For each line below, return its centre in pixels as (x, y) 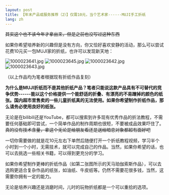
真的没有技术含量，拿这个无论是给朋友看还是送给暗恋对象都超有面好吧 (78, 130)
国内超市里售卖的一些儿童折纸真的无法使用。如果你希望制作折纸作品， (87, 100)
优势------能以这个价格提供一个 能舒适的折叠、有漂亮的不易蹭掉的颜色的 (84, 94)
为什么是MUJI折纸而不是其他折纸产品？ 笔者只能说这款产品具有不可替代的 (81, 88)
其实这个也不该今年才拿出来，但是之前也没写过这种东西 (62, 34)
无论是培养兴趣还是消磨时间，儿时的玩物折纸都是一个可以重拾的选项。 (78, 187)
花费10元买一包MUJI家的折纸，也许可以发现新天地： (59, 51)
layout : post (19, 10)
